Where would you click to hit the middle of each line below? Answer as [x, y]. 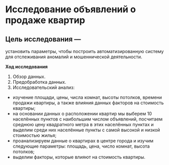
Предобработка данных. [39, 82]
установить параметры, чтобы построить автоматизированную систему [85, 51]
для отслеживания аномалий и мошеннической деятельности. [74, 57]
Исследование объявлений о [71, 9]
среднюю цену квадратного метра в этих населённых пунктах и [83, 124]
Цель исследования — [43, 39]
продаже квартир [45, 20]
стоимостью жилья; [34, 135]
